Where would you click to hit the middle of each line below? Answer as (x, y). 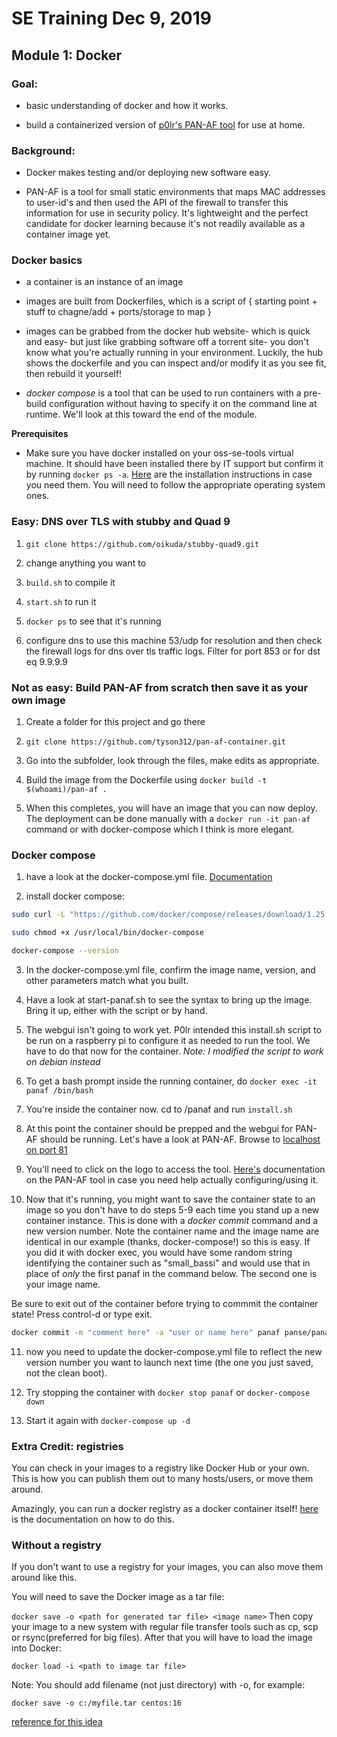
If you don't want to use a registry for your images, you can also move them (167, 1567)
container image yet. (68, 234)
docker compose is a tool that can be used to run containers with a (163, 393)
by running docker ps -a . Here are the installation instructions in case (169, 474)
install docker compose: (75, 896)
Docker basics (47, 260)
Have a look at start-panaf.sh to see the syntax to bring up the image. (169, 999)
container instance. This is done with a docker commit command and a (172, 1220)
